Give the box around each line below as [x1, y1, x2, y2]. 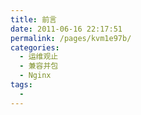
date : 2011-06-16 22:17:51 [10, 24, 123, 34]
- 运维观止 [19, 52, 59, 62]
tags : [10, 80, 33, 90]
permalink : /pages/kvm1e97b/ [10, 33, 132, 43]
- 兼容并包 [19, 61, 59, 71]
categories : [10, 42, 60, 53]
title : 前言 [10, 14, 57, 25]
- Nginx [19, 71, 52, 81]
